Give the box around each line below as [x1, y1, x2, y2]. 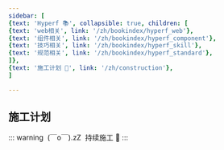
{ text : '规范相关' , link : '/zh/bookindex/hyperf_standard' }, [8, 49, 214, 57]
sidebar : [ [8, 11, 45, 20]
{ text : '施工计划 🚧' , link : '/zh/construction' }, [8, 64, 173, 72]
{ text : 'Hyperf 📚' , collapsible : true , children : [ [8, 19, 189, 27]
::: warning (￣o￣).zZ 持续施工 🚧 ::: [8, 133, 129, 143]
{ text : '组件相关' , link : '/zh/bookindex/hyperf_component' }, [8, 34, 217, 43]
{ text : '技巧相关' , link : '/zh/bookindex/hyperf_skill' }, [8, 42, 203, 50]
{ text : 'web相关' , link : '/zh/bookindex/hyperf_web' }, [8, 26, 194, 34]
